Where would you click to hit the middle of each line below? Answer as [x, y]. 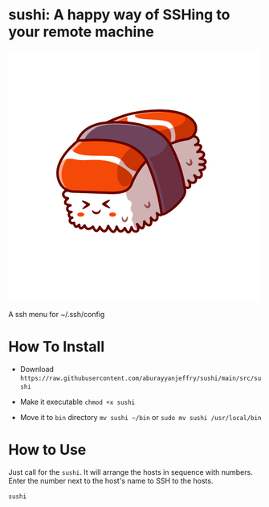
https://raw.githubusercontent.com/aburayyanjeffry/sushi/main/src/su [141, 378]
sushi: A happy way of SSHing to [119, 15]
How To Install [57, 347]
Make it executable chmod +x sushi [77, 402]
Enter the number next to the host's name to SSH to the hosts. [111, 480]
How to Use [47, 450]
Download [37, 369]
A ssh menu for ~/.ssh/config [57, 314]
